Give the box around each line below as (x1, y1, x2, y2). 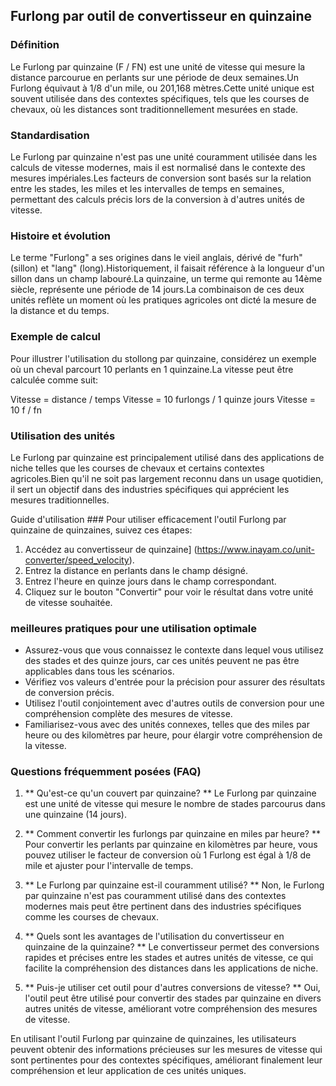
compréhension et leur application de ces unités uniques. (10, 1065, 247, 1077)
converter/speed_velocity (24, 554, 130, 566)
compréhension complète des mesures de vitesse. (24, 708, 233, 720)
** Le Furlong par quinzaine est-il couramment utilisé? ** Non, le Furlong (24, 879, 325, 891)
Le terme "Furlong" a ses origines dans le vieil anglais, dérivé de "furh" (10, 252, 303, 264)
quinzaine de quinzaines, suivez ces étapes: (10, 524, 193, 536)
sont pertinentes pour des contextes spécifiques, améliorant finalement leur (10, 1054, 323, 1066)
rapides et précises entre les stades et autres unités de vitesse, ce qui (24, 952, 314, 964)
